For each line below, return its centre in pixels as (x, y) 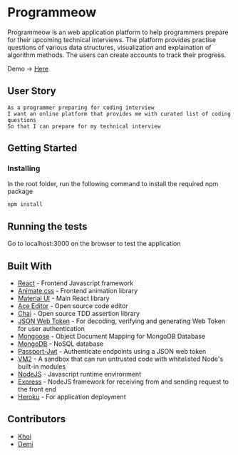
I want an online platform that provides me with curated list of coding (119, 114)
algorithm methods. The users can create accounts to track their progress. (117, 55)
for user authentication (51, 329)
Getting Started (42, 148)
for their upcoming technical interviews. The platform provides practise (112, 39)
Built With (30, 266)
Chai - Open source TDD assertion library (79, 314)
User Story (32, 91)
